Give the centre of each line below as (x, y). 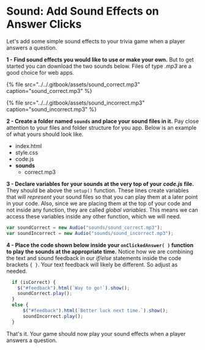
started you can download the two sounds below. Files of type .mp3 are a (99, 66)
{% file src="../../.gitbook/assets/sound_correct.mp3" (73, 84)
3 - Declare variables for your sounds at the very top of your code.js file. (100, 184)
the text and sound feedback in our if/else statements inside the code (94, 258)
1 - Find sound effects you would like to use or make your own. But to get (100, 59)
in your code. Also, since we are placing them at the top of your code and (99, 203)
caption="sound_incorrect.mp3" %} (51, 109)
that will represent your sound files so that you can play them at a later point (102, 196)
